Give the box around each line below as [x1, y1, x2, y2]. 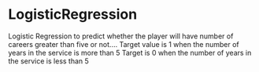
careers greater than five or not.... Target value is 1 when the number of [8, 39, 240, 49]
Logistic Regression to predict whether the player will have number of [8, 31, 234, 41]
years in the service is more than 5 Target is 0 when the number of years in [8, 48, 252, 57]
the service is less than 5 [8, 56, 89, 66]
